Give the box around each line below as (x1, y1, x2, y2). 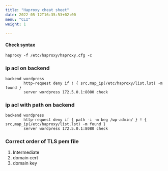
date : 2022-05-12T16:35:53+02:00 (5, 12, 76, 17)
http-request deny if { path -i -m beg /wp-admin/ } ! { (23, 117, 147, 122)
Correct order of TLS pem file (5, 138, 79, 145)
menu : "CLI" (5, 17, 31, 22)
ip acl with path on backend (5, 101, 75, 108)
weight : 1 (5, 21, 26, 27)
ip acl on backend (5, 64, 50, 72)
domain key (12, 160, 37, 166)
